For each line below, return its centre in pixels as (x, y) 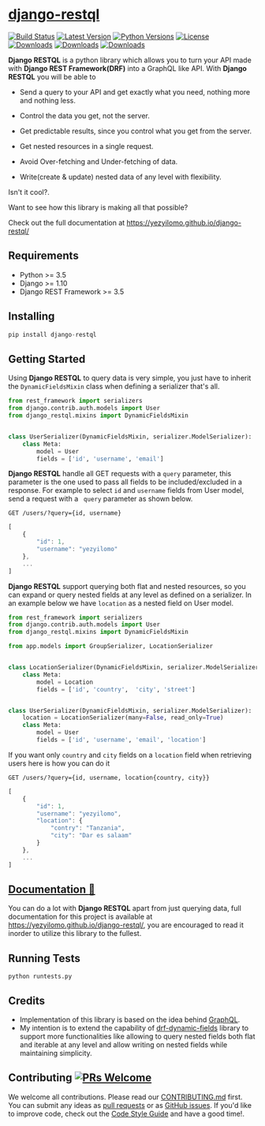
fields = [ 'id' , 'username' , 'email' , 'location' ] (121, 740)
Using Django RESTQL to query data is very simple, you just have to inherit (130, 378)
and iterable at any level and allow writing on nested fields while (123, 1044)
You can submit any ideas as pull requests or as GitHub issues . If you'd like (130, 1105)
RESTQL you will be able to (52, 76)
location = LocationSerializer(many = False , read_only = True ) (123, 718)
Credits (27, 1000)
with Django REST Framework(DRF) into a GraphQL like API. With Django (127, 68)
